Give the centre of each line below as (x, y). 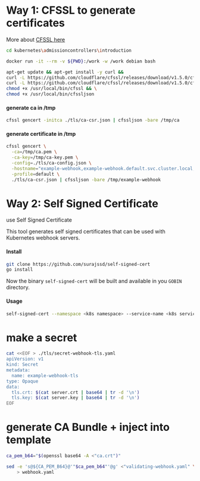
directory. (18, 287)
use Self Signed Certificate (39, 220)
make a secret (42, 338)
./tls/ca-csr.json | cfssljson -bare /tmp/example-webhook (86, 179)
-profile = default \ (36, 174)
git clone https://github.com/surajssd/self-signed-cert (78, 264)
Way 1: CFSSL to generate (71, 10)
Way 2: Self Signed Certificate (82, 204)
